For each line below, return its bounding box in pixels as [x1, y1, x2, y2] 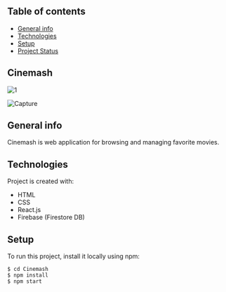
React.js [17, 206, 41, 214]
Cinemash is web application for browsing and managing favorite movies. [7, 138, 220, 147]
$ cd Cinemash [7, 266, 49, 273]
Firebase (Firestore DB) [17, 213, 86, 222]
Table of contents [7, 6, 86, 18]
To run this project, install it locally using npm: [7, 252, 140, 260]
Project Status [17, 46, 58, 55]
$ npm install [7, 272, 49, 279]
